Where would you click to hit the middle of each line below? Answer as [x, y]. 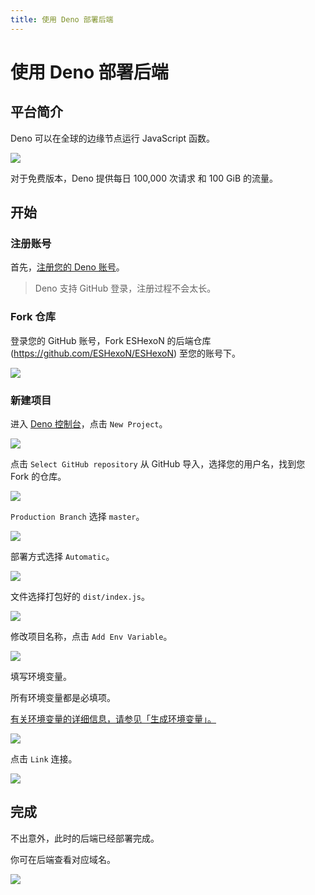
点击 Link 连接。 [44, 758]
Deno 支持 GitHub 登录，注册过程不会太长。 [125, 288]
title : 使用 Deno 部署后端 [62, 19]
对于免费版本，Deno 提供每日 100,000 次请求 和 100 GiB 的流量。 [144, 178]
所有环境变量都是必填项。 [63, 697]
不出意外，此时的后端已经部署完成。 [85, 838]
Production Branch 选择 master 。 [77, 516]
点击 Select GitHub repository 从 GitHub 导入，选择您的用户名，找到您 [158, 463]
